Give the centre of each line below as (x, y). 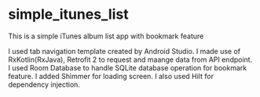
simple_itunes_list (68, 14)
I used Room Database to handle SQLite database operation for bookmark (128, 67)
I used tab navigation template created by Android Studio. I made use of (125, 51)
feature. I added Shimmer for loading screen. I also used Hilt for (111, 76)
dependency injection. (44, 84)
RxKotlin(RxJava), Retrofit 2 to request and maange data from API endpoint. (130, 59)
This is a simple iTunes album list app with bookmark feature (106, 36)
